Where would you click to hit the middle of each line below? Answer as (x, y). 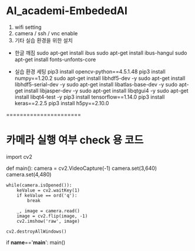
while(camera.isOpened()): (39, 185)
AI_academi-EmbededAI (67, 11)
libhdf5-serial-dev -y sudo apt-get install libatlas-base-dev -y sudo (96, 84)
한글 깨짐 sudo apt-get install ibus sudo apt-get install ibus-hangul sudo (101, 53)
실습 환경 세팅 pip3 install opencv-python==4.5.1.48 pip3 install (90, 71)
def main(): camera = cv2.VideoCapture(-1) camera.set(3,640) (82, 168)
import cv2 (19, 156)
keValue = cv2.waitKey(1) (48, 190)
